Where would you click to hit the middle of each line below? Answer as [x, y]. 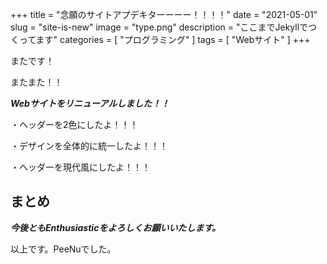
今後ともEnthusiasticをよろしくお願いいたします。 [115, 227]
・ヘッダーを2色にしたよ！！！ [74, 124]
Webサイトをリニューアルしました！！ [90, 103]
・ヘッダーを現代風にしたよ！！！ [80, 167]
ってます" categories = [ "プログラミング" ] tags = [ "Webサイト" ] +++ [164, 39]
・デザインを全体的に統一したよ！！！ [89, 146]
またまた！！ [36, 82]
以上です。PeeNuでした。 [63, 249]
